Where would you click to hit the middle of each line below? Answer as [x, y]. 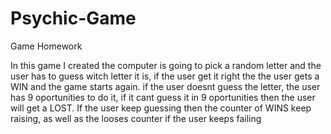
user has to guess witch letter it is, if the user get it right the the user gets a [165, 76]
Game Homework [46, 46]
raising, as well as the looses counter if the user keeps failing [136, 118]
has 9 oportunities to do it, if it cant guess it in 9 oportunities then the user [163, 97]
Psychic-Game [73, 18]
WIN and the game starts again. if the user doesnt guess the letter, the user [165, 86]
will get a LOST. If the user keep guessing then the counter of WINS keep [161, 108]
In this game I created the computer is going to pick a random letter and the [166, 65]
